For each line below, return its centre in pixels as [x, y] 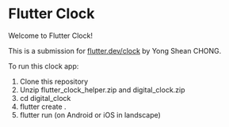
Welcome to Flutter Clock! [51, 35]
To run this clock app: [44, 66]
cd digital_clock [45, 98]
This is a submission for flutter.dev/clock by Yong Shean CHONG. [115, 50]
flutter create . [43, 106]
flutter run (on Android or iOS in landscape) [90, 114]
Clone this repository [54, 81]
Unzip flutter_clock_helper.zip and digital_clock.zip [102, 90]
